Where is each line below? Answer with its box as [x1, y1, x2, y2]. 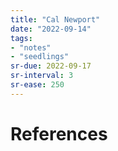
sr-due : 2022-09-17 [10, 61, 92, 71]
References [10, 122, 108, 145]
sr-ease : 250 [10, 80, 65, 90]
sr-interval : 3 [10, 71, 74, 81]
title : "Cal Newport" [10, 14, 101, 25]
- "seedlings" [10, 52, 70, 62]
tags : [10, 33, 33, 43]
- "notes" [10, 42, 52, 53]
